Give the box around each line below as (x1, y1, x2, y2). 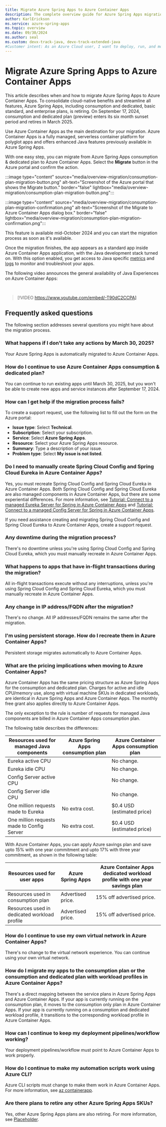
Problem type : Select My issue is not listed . (12, 451, 103, 457)
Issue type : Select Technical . (12, 425, 73, 430)
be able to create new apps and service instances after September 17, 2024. (5, 386, 160, 392)
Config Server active (7, 774, 56, 781)
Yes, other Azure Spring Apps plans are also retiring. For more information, (5, 1111, 157, 1117)
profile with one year (102, 876, 152, 883)
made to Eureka (7, 808, 44, 815)
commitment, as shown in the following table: (5, 852, 97, 858)
